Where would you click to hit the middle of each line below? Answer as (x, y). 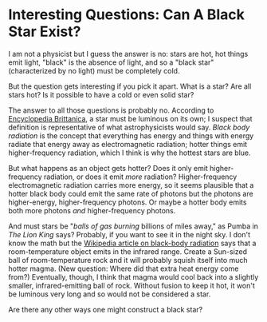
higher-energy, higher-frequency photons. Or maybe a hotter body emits (128, 202)
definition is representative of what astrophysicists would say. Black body (129, 127)
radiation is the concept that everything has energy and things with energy (131, 135)
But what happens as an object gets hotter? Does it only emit (108, 168)
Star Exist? (45, 32)
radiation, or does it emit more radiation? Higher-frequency (140, 177)
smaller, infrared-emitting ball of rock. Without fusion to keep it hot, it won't (132, 285)
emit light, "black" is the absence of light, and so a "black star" (111, 62)
